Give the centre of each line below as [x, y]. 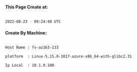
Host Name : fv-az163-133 [32, 48]
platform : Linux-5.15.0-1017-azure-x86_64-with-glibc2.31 [69, 57]
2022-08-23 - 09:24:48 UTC [33, 22]
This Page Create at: [27, 7]
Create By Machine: [26, 33]
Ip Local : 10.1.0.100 [30, 66]
